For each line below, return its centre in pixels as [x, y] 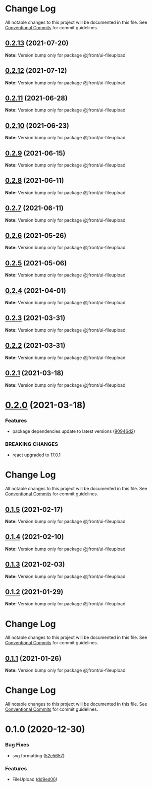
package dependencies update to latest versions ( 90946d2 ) [74, 431]
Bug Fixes [17, 745]
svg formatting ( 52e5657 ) [38, 755]
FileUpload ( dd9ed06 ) [35, 779]
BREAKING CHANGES [32, 444]
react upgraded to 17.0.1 [36, 455]
